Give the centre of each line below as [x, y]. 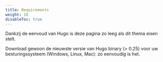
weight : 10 [17, 15]
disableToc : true [24, 19]
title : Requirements [27, 10]
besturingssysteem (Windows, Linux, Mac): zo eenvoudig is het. [73, 54]
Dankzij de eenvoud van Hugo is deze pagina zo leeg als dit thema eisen [81, 34]
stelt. [11, 39]
